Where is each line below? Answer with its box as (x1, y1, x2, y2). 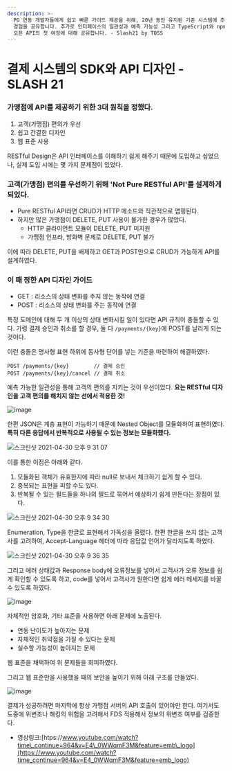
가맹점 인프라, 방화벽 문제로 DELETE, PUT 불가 (27, 233, 155, 241)
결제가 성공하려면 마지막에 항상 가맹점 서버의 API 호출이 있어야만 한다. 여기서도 (7, 701, 220, 710)
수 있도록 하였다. (7, 583, 52, 592)
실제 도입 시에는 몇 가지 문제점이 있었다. (16, 160, 123, 168)
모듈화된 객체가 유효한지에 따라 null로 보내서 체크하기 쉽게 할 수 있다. (17, 472, 202, 481)
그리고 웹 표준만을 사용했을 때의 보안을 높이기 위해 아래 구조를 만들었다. (7, 673, 199, 682)
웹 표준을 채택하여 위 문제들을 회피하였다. (7, 659, 118, 667)
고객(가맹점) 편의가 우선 (17, 119, 81, 128)
